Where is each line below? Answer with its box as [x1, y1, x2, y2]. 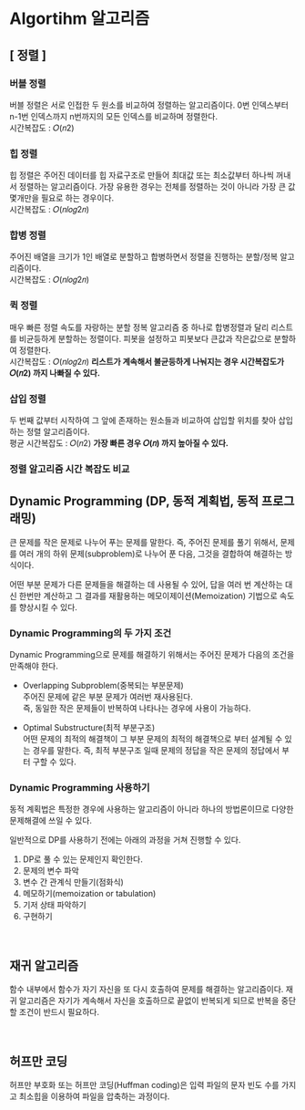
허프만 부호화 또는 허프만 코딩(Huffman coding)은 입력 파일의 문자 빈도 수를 [9, 1080, 280, 1091]
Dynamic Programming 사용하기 [9, 782, 150, 794]
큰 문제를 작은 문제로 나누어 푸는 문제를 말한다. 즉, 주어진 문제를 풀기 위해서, [9, 536, 279, 547]
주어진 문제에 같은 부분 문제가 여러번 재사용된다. [22, 691, 193, 702]
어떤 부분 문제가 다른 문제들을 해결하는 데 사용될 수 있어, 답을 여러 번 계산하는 [9, 578, 284, 589]
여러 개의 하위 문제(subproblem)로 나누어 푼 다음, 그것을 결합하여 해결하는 [18, 548, 284, 559]
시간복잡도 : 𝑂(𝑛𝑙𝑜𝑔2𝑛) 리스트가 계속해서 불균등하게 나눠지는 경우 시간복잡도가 [9, 356, 285, 367]
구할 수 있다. [32, 756, 76, 767]
